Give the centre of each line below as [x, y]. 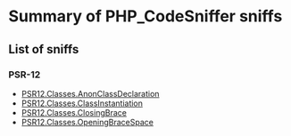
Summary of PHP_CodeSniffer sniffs [145, 16]
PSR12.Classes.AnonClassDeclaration [90, 93]
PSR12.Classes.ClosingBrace [74, 112]
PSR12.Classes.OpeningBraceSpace [87, 122]
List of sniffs [44, 49]
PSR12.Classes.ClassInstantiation [82, 103]
